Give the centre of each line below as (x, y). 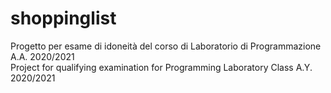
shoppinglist (63, 18)
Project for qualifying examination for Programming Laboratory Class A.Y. (161, 67)
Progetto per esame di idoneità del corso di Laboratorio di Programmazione (166, 46)
